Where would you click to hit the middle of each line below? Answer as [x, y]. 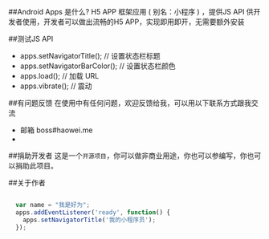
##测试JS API [31, 39]
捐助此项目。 [36, 166]
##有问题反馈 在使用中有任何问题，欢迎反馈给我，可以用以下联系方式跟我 [130, 103]
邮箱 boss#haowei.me [56, 130]
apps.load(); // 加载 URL [59, 76]
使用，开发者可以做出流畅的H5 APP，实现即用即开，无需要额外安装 [133, 22]
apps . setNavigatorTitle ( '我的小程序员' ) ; [90, 220]
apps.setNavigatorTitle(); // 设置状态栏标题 [90, 56]
